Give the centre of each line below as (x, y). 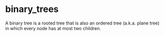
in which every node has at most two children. (53, 28)
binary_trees (32, 9)
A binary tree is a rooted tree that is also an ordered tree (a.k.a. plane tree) (83, 23)
